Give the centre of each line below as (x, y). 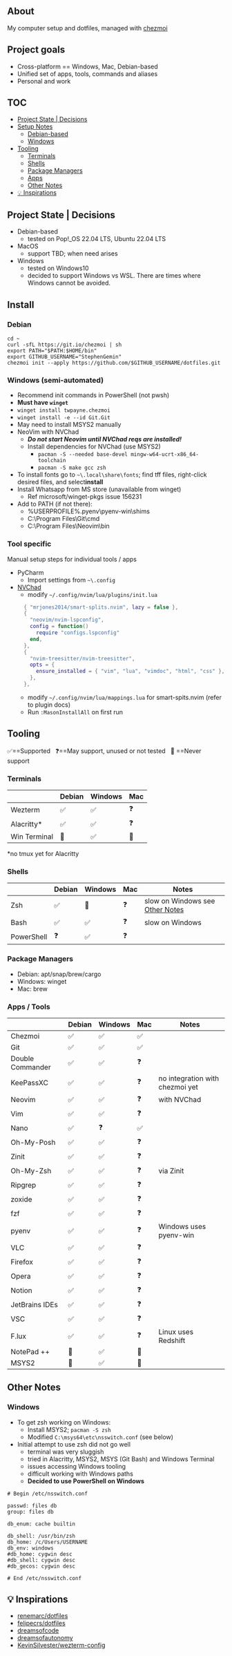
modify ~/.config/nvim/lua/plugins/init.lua (92, 594)
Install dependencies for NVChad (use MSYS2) (94, 447)
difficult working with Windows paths (80, 1474)
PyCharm (30, 572)
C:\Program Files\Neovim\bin (69, 526)
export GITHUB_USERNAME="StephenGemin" (65, 356)
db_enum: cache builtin (41, 1524)
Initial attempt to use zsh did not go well (74, 1444)
